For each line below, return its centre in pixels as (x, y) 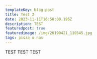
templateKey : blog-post (30, 10)
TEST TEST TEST (23, 52)
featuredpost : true (25, 28)
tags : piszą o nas (24, 38)
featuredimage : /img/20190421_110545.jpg (49, 33)
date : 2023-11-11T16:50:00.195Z (39, 19)
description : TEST (24, 24)
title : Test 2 (20, 14)
